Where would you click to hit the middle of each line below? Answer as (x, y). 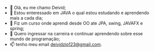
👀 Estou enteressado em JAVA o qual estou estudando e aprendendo (79, 13)
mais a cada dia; (26, 18)
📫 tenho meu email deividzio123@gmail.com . (56, 44)
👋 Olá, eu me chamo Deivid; (38, 8)
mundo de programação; (35, 39)
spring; (17, 28)
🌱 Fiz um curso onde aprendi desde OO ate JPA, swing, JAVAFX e (76, 23)
